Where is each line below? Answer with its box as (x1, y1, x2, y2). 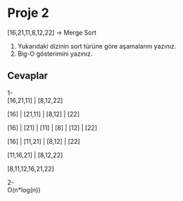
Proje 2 (7, 5, 49, 21)
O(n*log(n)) (7, 185, 41, 194)
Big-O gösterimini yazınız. (17, 49, 93, 58)
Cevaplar (7, 70, 48, 82)
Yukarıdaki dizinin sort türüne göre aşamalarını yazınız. (17, 42, 177, 50)
